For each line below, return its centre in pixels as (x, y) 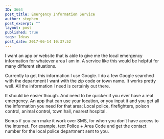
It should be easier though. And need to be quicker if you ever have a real (79, 95)
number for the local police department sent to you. (57, 131)
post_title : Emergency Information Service (50, 14)
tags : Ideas (17, 37)
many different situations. (31, 66)
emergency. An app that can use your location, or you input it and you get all (82, 101)
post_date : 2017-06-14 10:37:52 (38, 42)
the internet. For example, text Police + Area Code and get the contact (76, 126)
